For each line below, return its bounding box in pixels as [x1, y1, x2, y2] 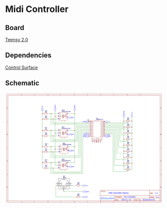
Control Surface [5, 64, 38, 70]
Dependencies [5, 51, 51, 59]
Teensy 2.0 [5, 36, 28, 42]
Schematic [5, 79, 39, 87]
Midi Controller [5, 3, 69, 15]
